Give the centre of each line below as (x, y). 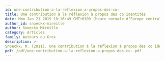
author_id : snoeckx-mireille (35, 23)
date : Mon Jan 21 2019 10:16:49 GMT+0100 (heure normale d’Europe (74, 19)
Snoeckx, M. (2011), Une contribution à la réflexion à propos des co (79, 46)
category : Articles (25, 32)
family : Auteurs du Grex (30, 37)
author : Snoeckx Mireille (31, 28)
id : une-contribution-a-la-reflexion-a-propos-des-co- (62, 10)
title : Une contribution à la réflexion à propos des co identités (76, 14)
